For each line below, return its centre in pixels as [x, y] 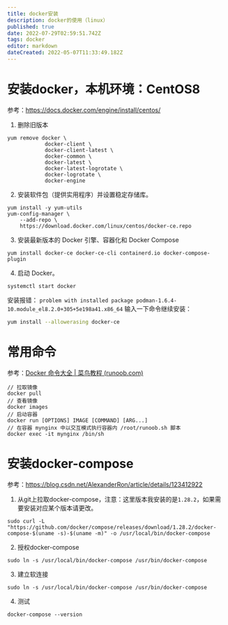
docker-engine [65, 181]
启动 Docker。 [38, 273]
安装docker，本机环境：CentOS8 [104, 90]
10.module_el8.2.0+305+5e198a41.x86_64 [65, 309]
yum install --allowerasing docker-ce [63, 322]
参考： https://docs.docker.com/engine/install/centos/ [84, 110]
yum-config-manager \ [39, 213]
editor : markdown [32, 46]
